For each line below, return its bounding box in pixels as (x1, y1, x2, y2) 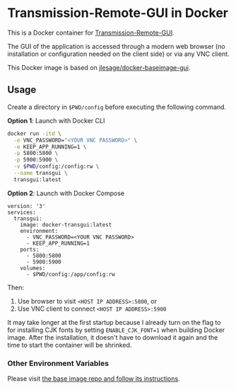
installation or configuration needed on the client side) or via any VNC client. (7, 50, 230, 58)
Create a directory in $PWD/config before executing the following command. (7, 103, 227, 111)
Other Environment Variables (7, 358, 110, 368)
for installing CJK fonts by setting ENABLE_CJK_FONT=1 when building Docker (7, 326, 225, 334)
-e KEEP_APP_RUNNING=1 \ (13, 143, 87, 150)
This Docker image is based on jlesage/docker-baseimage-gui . (7, 63, 191, 71)
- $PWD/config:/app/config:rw (25, 270, 115, 277)
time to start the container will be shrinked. (7, 340, 132, 349)
